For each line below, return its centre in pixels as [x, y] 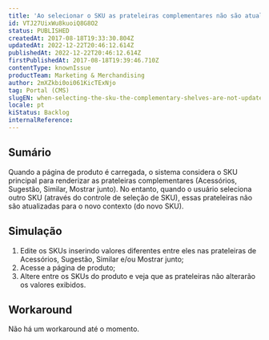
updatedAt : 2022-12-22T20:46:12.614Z [71, 46]
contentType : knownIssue [50, 68]
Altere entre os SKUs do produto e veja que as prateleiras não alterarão [138, 276]
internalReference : [41, 120]
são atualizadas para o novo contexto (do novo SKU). [96, 206]
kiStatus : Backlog [39, 113]
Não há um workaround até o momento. [74, 329]
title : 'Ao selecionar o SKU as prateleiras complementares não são [125, 16]
